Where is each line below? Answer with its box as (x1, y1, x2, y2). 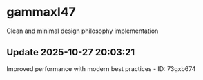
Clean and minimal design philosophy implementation (6, 27, 159, 35)
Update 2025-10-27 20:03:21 (6, 46, 135, 58)
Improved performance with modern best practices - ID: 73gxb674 (6, 64, 196, 72)
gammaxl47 (6, 4, 77, 20)
